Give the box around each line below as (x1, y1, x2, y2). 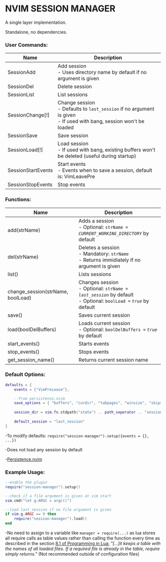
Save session (57, 132, 88, 139)
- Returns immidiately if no (78, 256, 141, 263)
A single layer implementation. (5, 19, 67, 25)
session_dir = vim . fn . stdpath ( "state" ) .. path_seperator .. (14, 410, 143, 415)
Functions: (5, 196, 32, 203)
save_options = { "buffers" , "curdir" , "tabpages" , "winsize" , (14, 401, 147, 406)
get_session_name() (7, 356, 55, 363)
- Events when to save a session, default (57, 167, 152, 174)
